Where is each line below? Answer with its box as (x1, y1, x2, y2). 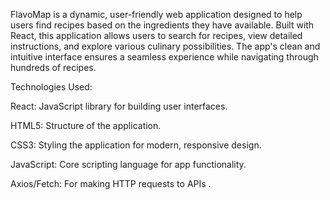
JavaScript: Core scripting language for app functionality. (10, 159, 247, 170)
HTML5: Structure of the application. (10, 120, 162, 131)
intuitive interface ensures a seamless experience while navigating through (10, 51, 319, 63)
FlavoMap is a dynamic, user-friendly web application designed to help (10, 9, 303, 20)
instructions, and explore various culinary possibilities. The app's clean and (10, 40, 321, 52)
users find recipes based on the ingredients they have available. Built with (10, 19, 315, 31)
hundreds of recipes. (10, 62, 97, 73)
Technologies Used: (10, 81, 93, 93)
